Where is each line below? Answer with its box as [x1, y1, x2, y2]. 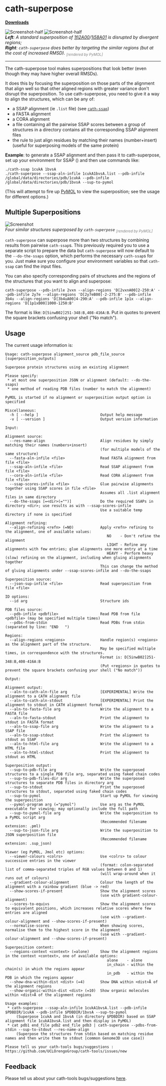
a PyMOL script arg [5, 815, 45, 820]
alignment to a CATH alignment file [5, 694, 81, 699]
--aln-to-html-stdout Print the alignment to [9, 750, 149, 755]
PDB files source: [5, 607, 43, 613]
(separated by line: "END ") [5, 624, 70, 630]
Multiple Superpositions [5, 208, 81, 217]
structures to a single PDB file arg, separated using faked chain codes [5, 772, 161, 777]
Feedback [5, 1062, 37, 1071]
